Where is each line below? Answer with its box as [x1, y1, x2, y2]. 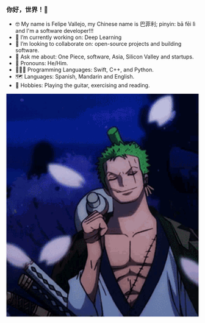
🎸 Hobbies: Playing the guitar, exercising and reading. [15, 82, 150, 89]
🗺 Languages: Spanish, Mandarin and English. [15, 73, 135, 80]
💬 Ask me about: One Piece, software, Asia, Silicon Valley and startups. [15, 53, 194, 60]
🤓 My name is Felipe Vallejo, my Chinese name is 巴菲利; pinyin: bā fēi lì [15, 20, 196, 28]
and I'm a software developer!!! [15, 27, 94, 35]
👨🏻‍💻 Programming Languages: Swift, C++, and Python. [15, 66, 154, 74]
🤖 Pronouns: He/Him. [15, 60, 68, 67]
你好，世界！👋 [6, 5, 48, 13]
